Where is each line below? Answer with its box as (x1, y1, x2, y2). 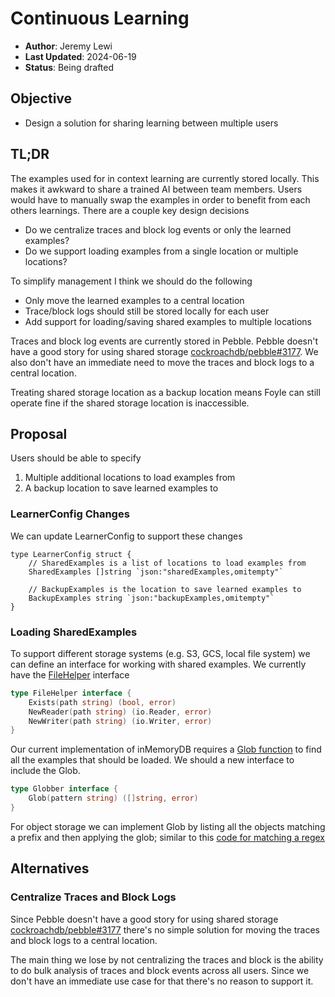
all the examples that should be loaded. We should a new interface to (10, 754, 295, 766)
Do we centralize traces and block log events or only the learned (24, 223, 292, 236)
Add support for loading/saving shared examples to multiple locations (24, 315, 312, 327)
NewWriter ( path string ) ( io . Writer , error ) (28, 716, 213, 726)
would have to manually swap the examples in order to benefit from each (10, 193, 311, 206)
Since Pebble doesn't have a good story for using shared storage (10, 913, 279, 925)
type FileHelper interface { (10, 688, 132, 698)
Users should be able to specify (10, 452, 142, 464)
